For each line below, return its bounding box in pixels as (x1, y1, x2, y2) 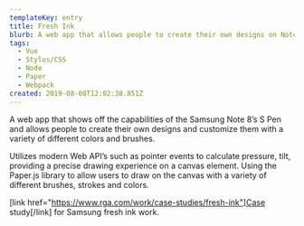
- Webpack (17, 80, 54, 89)
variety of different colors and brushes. (9, 133, 156, 144)
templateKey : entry (9, 13, 83, 23)
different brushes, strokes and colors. (9, 179, 149, 190)
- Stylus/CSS (17, 55, 67, 64)
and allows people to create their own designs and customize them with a (9, 123, 284, 134)
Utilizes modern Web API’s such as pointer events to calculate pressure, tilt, (9, 150, 291, 161)
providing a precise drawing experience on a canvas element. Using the (9, 160, 278, 171)
